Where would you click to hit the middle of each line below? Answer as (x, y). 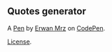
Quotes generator (47, 11)
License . (20, 42)
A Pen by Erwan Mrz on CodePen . (56, 28)
